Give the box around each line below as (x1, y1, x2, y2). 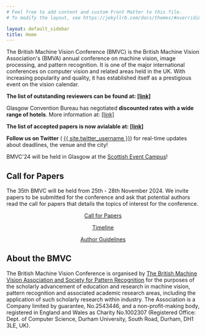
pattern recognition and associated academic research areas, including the (6, 289, 196, 296)
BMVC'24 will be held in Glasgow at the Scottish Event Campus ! (6, 153, 168, 160)
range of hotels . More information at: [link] (6, 111, 115, 118)
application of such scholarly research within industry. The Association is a (6, 295, 196, 303)
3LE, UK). (6, 322, 31, 329)
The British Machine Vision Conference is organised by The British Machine (6, 269, 197, 277)
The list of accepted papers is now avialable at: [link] (6, 123, 144, 130)
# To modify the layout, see (6, 15, 81, 21)
